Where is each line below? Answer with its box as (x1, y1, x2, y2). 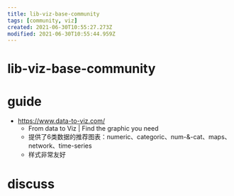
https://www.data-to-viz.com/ (17, 116, 106, 125)
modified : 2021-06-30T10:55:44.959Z (7, 30, 116, 38)
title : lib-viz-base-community (7, 10, 100, 18)
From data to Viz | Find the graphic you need (28, 124, 159, 133)
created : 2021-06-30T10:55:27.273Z (7, 23, 113, 31)
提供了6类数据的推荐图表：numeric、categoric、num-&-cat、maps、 (28, 133, 231, 141)
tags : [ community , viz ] (7, 17, 78, 24)
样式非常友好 (28, 151, 66, 159)
